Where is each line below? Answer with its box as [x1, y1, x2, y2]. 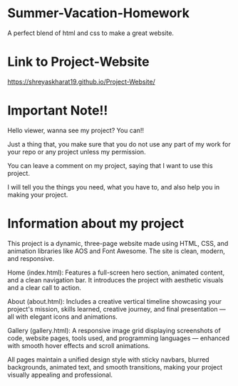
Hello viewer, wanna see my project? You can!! [7, 126, 145, 134]
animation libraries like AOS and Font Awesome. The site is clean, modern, [7, 247, 226, 255]
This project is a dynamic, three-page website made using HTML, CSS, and [7, 239, 229, 247]
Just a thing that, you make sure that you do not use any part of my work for [7, 139, 232, 148]
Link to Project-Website [7, 54, 150, 70]
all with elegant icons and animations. [7, 312, 118, 321]
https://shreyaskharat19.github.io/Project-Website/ [7, 77, 155, 86]
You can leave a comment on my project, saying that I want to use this [7, 161, 213, 169]
